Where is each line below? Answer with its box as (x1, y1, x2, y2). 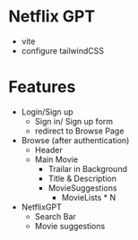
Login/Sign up (21, 106, 73, 117)
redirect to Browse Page (34, 125, 125, 136)
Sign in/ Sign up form (34, 116, 114, 126)
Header (34, 144, 64, 155)
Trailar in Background (47, 163, 127, 174)
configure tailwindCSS (21, 45, 105, 56)
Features (8, 77, 76, 98)
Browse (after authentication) (21, 134, 130, 145)
